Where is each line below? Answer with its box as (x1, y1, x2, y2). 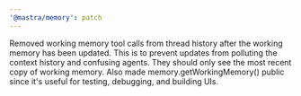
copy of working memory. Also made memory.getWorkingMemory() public (9, 66, 285, 77)
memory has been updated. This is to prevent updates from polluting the (9, 47, 278, 58)
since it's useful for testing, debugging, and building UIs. (9, 75, 219, 86)
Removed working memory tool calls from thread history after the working (9, 38, 283, 48)
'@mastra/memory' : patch (9, 13, 102, 22)
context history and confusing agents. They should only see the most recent (9, 57, 292, 67)
